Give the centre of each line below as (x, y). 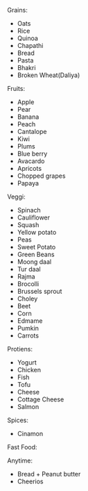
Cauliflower (34, 217)
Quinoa (27, 38)
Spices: (18, 420)
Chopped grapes (41, 176)
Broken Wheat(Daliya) (49, 75)
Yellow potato (37, 232)
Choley (27, 299)
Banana (28, 117)
